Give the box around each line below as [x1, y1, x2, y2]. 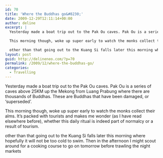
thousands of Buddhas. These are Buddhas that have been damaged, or [5, 93, 149, 99]
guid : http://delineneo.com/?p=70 [5, 57, 75, 61]
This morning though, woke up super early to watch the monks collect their [5, 108, 155, 114]
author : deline [5, 20, 36, 26]
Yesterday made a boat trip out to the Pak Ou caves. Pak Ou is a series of [5, 83, 152, 89]
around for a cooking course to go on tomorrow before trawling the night [5, 143, 150, 149]
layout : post [5, 52, 32, 57]
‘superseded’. [5, 99, 33, 104]
